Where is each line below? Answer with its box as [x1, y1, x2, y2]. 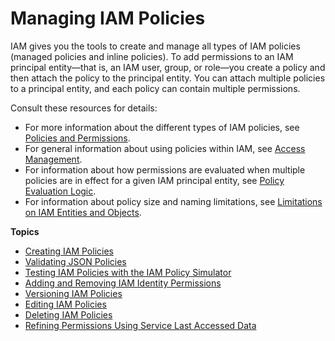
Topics [10, 225, 40, 237]
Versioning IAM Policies [24, 287, 123, 299]
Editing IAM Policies [24, 298, 107, 310]
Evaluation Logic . [24, 185, 97, 197]
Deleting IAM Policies [24, 308, 113, 321]
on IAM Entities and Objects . [24, 206, 142, 218]
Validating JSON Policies [24, 255, 127, 267]
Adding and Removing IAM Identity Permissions [24, 277, 222, 289]
